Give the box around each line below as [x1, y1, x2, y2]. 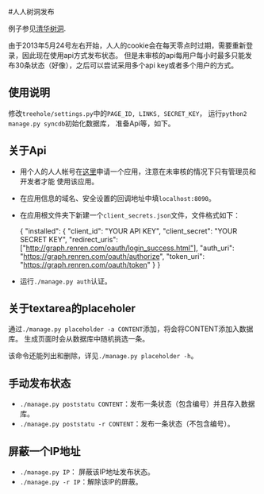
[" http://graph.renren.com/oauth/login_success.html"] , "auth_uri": [19, 243, 235, 253]
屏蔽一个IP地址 [8, 444, 81, 458]
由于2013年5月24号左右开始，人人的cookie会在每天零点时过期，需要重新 [8, 41, 247, 50]
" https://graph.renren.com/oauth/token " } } [19, 260, 161, 269]
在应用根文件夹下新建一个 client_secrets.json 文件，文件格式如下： [19, 210, 240, 220]
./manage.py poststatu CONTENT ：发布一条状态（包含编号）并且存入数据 [19, 399, 255, 409]
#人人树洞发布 [8, 7, 55, 16]
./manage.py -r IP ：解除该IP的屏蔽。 [19, 477, 143, 487]
